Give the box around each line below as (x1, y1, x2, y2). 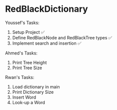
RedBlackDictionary (5, 3, 88, 15)
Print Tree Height (12, 59, 47, 65)
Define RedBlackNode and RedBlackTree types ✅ (12, 34, 112, 40)
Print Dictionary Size (12, 89, 54, 95)
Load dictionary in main (12, 83, 60, 89)
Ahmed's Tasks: (5, 50, 38, 56)
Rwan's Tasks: (5, 74, 34, 80)
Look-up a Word (12, 99, 45, 105)
